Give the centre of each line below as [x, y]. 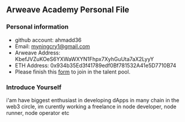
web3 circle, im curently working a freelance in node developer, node [92, 106]
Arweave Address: [38, 53]
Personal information [37, 27]
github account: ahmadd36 [48, 40]
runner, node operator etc [38, 112]
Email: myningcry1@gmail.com [53, 46]
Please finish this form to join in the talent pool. [73, 72]
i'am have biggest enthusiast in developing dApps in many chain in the [93, 100]
